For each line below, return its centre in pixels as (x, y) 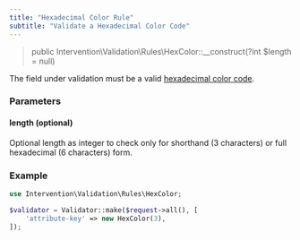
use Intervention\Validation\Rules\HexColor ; (95, 193)
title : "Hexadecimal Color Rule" (72, 17)
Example (29, 176)
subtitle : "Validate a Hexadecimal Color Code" (100, 26)
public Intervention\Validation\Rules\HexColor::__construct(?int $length (161, 51)
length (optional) (41, 123)
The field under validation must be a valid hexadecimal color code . (132, 78)
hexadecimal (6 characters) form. (71, 152)
